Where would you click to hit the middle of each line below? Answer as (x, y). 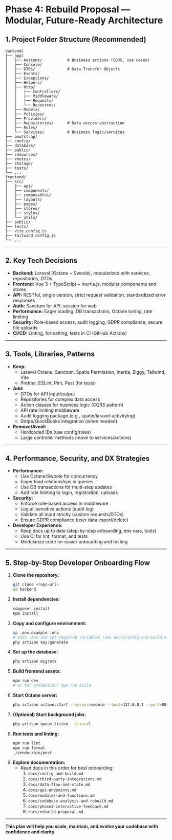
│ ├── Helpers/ (24, 83)
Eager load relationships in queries (57, 482)
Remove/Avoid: (29, 426)
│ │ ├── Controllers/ (33, 92)
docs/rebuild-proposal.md (56, 812)
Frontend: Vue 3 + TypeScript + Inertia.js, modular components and (84, 284)
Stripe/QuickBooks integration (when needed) (69, 421)
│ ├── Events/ (23, 74)
